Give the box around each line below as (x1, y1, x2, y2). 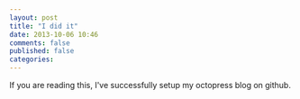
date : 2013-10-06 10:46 (9, 30, 99, 39)
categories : (9, 55, 54, 64)
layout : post (9, 13, 59, 22)
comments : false (9, 38, 70, 48)
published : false (9, 47, 75, 56)
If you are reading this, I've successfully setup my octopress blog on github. (9, 80, 291, 90)
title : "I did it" (9, 22, 78, 31)
